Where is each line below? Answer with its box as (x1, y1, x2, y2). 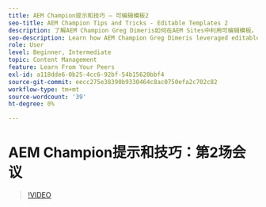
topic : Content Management (8, 56, 97, 64)
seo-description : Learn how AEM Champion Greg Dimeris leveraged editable (8, 33, 260, 42)
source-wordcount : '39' (8, 93, 87, 101)
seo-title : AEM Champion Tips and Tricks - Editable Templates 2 (8, 19, 228, 27)
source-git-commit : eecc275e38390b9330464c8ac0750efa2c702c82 (8, 78, 218, 86)
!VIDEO (27, 190, 51, 200)
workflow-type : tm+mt (8, 85, 80, 94)
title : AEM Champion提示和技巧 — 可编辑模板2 (8, 11, 149, 20)
